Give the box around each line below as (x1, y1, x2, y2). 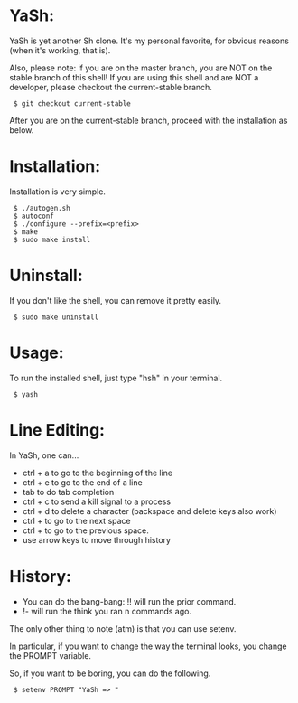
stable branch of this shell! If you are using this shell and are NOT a (9, 71, 259, 82)
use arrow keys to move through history (22, 534, 172, 545)
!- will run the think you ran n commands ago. (22, 605, 192, 616)
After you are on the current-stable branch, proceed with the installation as (9, 115, 288, 126)
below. (9, 124, 34, 136)
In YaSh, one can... (9, 449, 79, 461)
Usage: (9, 342, 65, 362)
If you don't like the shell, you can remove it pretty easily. (9, 295, 222, 305)
